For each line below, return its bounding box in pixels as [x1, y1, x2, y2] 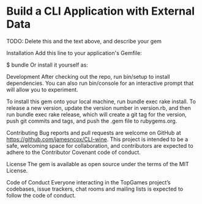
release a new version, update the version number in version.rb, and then [6, 104, 192, 111]
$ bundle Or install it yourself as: [6, 61, 89, 68]
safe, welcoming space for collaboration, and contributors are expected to [6, 142, 194, 149]
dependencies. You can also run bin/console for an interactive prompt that [6, 79, 194, 87]
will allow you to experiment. [6, 86, 78, 93]
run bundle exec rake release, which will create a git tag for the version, [6, 111, 187, 118]
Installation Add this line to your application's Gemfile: [6, 49, 142, 56]
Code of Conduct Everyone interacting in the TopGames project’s [6, 178, 171, 186]
